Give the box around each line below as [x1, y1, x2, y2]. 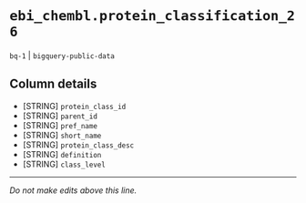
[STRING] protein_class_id [22, 100, 127, 111]
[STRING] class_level [22, 158, 107, 169]
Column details [9, 76, 97, 92]
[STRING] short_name [22, 129, 102, 140]
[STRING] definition [22, 148, 102, 159]
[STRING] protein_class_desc [22, 139, 135, 150]
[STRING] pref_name [22, 119, 98, 130]
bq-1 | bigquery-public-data [9, 49, 116, 61]
